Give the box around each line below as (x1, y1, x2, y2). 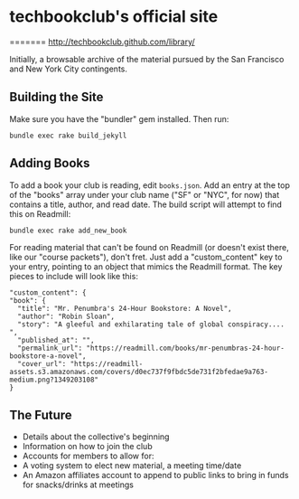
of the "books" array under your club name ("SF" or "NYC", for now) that (9, 189, 280, 200)
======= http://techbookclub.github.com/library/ (9, 36, 196, 47)
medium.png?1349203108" (9, 375, 99, 384)
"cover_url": (17, 359, 67, 368)
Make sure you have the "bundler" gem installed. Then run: (9, 113, 229, 124)
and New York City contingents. (9, 63, 128, 74)
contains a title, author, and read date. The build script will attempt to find (9, 199, 283, 210)
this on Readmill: (9, 208, 71, 219)
